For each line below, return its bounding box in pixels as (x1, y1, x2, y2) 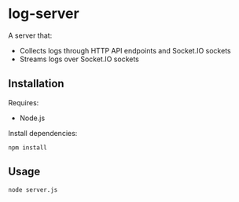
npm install (8, 143, 47, 152)
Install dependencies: (8, 128, 78, 138)
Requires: (8, 97, 39, 107)
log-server (8, 5, 80, 23)
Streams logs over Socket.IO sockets (19, 54, 140, 64)
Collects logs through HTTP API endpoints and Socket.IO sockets (19, 46, 231, 55)
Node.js (19, 113, 46, 123)
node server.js (8, 185, 58, 193)
